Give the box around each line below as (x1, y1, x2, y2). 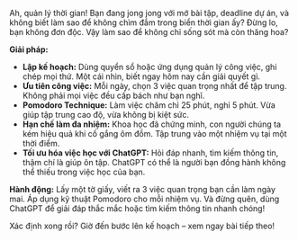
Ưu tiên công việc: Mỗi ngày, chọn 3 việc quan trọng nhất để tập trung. (22, 81, 287, 91)
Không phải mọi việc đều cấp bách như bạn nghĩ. (22, 90, 205, 101)
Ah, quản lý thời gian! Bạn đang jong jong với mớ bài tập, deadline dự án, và (9, 8, 290, 18)
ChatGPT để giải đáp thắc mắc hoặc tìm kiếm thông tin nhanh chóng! (9, 203, 266, 214)
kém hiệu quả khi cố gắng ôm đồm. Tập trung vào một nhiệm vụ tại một (22, 129, 287, 138)
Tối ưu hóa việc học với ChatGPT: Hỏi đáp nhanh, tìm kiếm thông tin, (22, 147, 279, 158)
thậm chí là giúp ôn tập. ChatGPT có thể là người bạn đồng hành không (22, 157, 286, 167)
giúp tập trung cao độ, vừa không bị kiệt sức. (22, 110, 190, 120)
